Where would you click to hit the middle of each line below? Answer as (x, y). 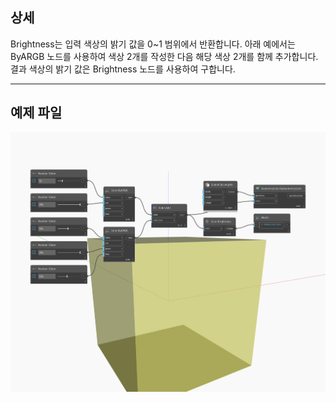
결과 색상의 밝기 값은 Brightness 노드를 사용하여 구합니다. (123, 69)
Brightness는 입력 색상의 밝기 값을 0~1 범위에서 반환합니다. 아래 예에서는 (153, 44)
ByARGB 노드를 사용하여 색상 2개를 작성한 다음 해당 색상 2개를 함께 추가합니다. (164, 56)
